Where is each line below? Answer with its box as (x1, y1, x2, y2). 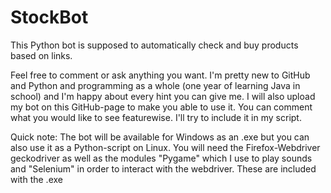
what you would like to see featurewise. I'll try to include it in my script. (10, 111, 302, 123)
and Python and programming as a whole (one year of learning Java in (10, 79, 301, 91)
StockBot (10, 6, 89, 29)
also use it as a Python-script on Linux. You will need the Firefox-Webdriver (10, 141, 321, 153)
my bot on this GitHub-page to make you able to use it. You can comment (10, 101, 313, 113)
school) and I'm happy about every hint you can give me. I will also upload (10, 90, 316, 102)
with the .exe (10, 173, 63, 185)
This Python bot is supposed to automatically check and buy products (10, 39, 299, 51)
